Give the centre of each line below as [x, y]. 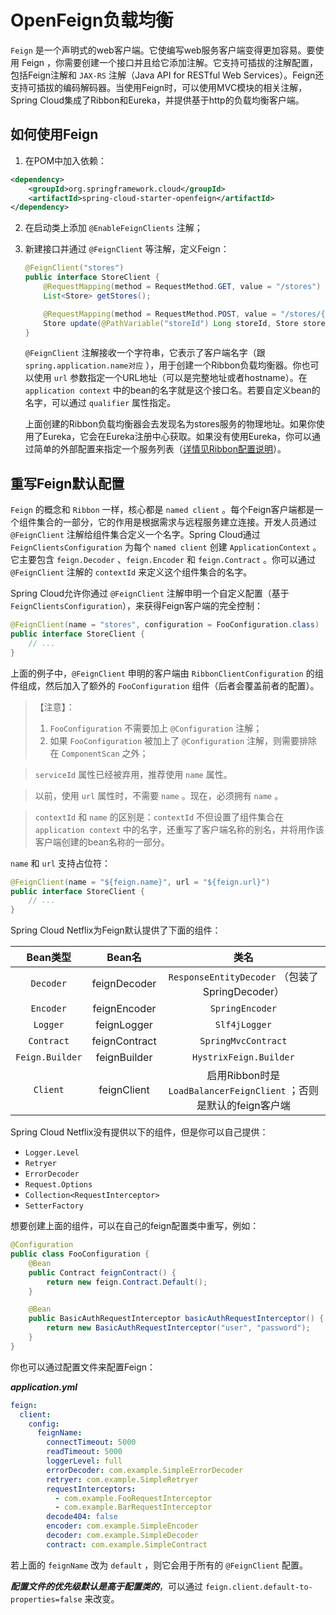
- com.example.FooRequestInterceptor [133, 1498]
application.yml [44, 1387]
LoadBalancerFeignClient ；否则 [244, 1091]
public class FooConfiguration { [80, 1254]
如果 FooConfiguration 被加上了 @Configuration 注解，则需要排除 [183, 740]
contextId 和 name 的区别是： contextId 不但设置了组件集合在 [159, 817]
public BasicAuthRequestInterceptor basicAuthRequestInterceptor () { [176, 1319]
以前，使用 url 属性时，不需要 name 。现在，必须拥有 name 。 [159, 795]
